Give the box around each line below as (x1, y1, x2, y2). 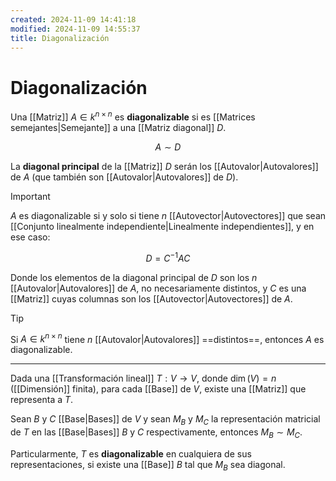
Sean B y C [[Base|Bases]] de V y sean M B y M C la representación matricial (10, 413, 321, 428)
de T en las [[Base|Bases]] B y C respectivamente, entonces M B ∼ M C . (10, 426, 303, 440)
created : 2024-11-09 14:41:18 (10, 14, 137, 25)
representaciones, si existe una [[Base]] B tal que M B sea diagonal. (10, 458, 286, 473)
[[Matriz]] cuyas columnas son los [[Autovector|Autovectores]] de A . (10, 292, 293, 305)
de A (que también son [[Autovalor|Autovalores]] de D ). (10, 171, 239, 183)
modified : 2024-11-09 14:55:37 (10, 24, 141, 34)
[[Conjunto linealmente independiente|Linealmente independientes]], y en (10, 220, 315, 232)
